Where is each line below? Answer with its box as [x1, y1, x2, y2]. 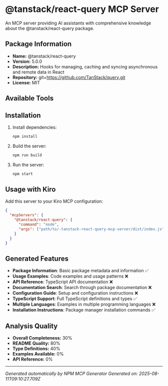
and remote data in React [12, 69, 64, 75]
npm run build [12, 152, 42, 158]
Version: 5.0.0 [12, 58, 42, 64]
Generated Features [5, 254, 69, 263]
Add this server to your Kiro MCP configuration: [5, 198, 103, 204]
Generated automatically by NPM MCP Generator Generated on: [5, 371, 138, 377]
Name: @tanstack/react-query [12, 53, 76, 59]
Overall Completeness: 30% [12, 335, 72, 341]
